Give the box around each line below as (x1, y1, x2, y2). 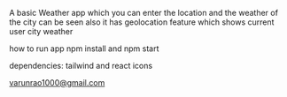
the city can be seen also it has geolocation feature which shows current (9, 17, 275, 27)
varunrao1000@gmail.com (9, 78, 105, 87)
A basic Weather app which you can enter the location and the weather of (9, 8, 279, 18)
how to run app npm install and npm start (9, 43, 159, 54)
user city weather (9, 26, 74, 36)
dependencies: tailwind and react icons (9, 61, 153, 71)
